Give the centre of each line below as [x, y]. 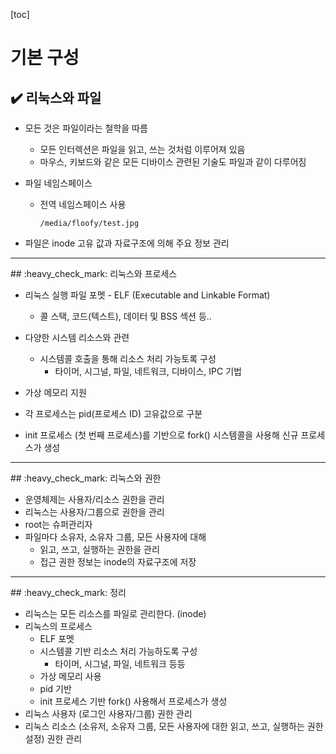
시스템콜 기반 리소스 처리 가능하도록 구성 [118, 651]
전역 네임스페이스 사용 [83, 204]
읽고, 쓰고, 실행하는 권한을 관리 [99, 549]
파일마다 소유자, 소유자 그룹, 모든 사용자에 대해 [115, 537]
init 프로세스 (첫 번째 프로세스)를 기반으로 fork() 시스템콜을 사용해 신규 [161, 435]
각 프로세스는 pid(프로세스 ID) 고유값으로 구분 [113, 413]
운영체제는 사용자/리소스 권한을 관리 [94, 499]
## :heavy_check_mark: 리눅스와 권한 [86, 478]
